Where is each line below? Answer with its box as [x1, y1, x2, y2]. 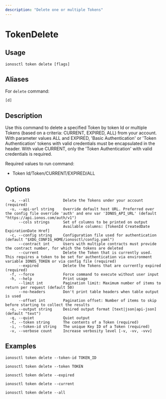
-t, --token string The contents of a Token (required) [9, 320, 139, 325]
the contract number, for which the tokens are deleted [5, 246, 123, 251]
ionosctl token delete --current [5, 381, 75, 386]
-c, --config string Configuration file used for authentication [9, 233, 157, 238]
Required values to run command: [5, 161, 75, 167]
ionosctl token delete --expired [5, 373, 75, 378]
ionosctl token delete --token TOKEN [5, 364, 83, 369]
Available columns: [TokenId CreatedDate [63, 224, 150, 229]
